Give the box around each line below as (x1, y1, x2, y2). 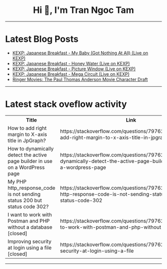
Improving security (7, 238, 52, 245)
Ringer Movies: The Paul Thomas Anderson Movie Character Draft (12, 76, 148, 82)
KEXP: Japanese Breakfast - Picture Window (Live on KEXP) (12, 66, 136, 72)
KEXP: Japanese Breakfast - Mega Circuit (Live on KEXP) (12, 71, 130, 77)
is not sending (7, 190, 41, 197)
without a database (7, 224, 53, 231)
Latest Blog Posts (5, 33, 79, 45)
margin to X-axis (7, 131, 47, 137)
